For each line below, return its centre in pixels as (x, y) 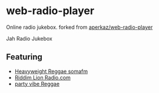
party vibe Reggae (37, 84)
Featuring (24, 57)
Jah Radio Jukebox (29, 38)
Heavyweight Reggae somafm (51, 71)
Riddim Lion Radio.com (42, 77)
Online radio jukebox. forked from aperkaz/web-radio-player (79, 27)
